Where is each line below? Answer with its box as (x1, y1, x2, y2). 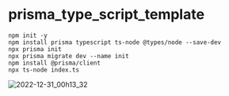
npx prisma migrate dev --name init (8, 52, 129, 60)
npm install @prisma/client (8, 59, 101, 67)
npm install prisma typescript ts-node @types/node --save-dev (8, 38, 222, 46)
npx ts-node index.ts (8, 65, 80, 74)
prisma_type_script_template (8, 6, 204, 24)
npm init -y (8, 31, 48, 39)
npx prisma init (8, 45, 62, 53)
